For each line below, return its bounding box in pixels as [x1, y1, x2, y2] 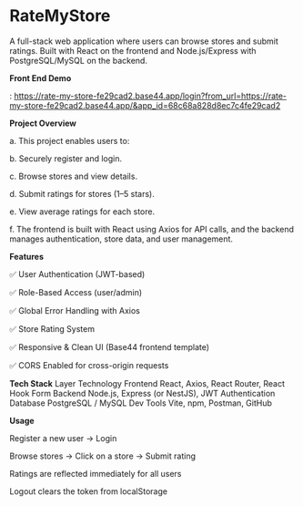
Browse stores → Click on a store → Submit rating [9, 450, 196, 461]
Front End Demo [9, 72, 72, 83]
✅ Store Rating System [9, 323, 96, 334]
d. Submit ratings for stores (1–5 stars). [9, 188, 155, 199]
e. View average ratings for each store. [9, 206, 156, 217]
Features [9, 251, 44, 262]
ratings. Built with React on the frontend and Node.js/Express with [9, 45, 257, 56]
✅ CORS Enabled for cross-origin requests [9, 359, 169, 370]
